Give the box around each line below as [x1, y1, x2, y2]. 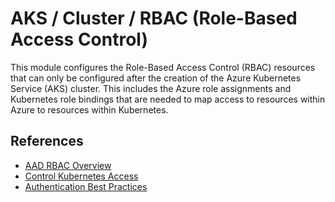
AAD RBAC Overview [24, 159, 112, 171]
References [10, 133, 84, 150]
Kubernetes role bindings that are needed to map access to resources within [10, 93, 326, 105]
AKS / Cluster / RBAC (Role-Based [10, 7, 298, 30]
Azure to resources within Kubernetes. [10, 103, 169, 116]
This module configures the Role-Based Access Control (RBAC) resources [10, 61, 316, 73]
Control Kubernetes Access [24, 170, 139, 182]
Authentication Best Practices [24, 180, 148, 192]
